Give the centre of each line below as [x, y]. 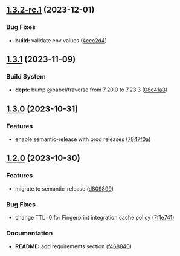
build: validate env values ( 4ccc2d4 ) [61, 40]
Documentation [30, 233]
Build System [26, 77]
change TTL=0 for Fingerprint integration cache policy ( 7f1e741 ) [95, 218]
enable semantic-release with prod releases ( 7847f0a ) [83, 139]
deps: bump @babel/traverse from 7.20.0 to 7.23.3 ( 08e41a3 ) [91, 90]
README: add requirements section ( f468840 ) [73, 246]
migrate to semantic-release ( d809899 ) [64, 189]
